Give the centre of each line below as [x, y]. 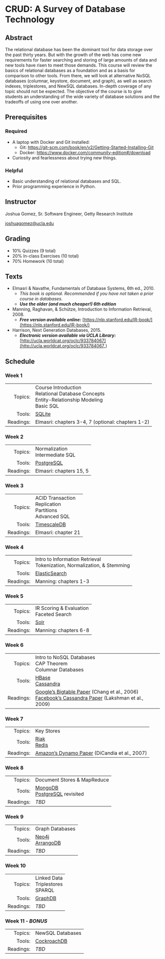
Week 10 [15, 866]
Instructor [21, 202]
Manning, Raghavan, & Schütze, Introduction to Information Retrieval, [82, 309]
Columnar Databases [59, 670]
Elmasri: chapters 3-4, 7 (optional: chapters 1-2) [92, 422]
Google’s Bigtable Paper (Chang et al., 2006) [87, 692]
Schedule [20, 361]
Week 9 [14, 817]
